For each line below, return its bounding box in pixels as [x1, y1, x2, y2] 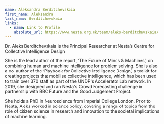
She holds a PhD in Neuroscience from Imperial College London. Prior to [5, 98, 151, 104]
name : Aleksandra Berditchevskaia [5, 7, 76, 12]
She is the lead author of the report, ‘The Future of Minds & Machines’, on [5, 58, 153, 63]
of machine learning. [5, 114, 47, 119]
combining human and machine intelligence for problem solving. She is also [5, 63, 158, 69]
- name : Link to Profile [9, 25, 60, 30]
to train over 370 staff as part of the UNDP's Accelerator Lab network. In [5, 78, 151, 84]
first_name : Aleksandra [5, 12, 54, 17]
